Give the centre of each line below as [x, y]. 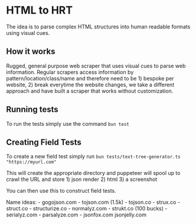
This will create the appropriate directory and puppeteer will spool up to [93, 173]
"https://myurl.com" [32, 162]
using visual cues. [28, 33]
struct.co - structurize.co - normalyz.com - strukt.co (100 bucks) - [87, 209]
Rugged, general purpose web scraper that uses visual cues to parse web [96, 66]
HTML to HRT [39, 10]
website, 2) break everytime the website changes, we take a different [90, 85]
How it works [31, 52]
